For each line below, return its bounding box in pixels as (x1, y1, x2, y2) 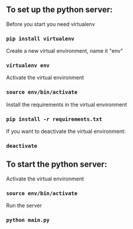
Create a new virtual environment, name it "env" (6, 47, 123, 55)
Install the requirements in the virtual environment (6, 101, 127, 108)
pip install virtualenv (6, 35, 75, 42)
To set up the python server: (6, 5, 113, 15)
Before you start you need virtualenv (6, 20, 96, 27)
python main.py (6, 217, 50, 223)
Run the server (6, 202, 43, 209)
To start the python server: (6, 160, 108, 170)
